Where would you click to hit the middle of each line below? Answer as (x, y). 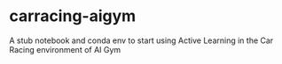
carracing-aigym (73, 16)
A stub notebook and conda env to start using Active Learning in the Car (141, 40)
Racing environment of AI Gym (65, 49)
